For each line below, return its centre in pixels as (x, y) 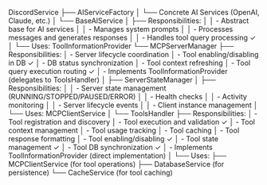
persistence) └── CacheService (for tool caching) (90, 172)
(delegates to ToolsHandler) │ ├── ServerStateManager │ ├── (112, 80)
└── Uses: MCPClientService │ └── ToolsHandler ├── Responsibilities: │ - (133, 114)
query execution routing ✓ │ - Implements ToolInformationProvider (118, 71)
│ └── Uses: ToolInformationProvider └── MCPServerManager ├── (121, 46)
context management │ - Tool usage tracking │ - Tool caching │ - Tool (124, 130)
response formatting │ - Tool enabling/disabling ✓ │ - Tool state (114, 139)
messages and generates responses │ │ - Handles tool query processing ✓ (132, 37)
